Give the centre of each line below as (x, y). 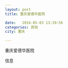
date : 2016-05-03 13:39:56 (34, 23)
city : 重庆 (15, 32)
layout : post (18, 9)
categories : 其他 (22, 27)
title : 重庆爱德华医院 (25, 14)
